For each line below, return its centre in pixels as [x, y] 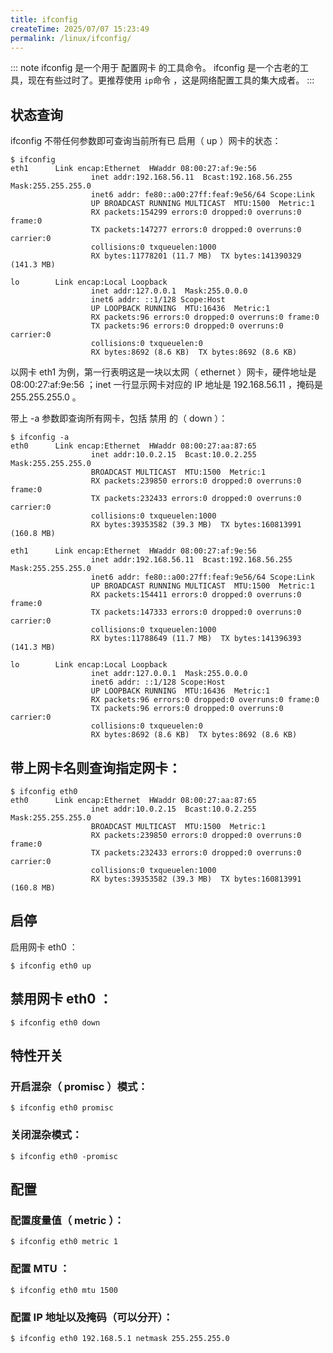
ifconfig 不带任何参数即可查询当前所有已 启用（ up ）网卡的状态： [146, 141]
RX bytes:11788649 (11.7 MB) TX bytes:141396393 [196, 639]
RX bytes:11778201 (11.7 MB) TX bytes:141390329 [196, 256]
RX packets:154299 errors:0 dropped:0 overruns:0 [196, 212]
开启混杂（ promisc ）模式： [79, 1086]
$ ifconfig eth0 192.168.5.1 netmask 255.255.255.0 [120, 1338]
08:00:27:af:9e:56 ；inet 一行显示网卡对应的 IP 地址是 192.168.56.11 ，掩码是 [166, 385]
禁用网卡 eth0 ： [61, 999]
